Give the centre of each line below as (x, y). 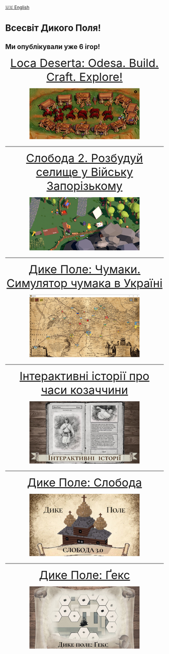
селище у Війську (84, 172)
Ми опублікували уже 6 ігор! (53, 47)
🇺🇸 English (17, 7)
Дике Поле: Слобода (84, 482)
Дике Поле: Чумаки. (84, 270)
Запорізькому (84, 186)
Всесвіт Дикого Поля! (53, 28)
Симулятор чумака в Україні (84, 283)
